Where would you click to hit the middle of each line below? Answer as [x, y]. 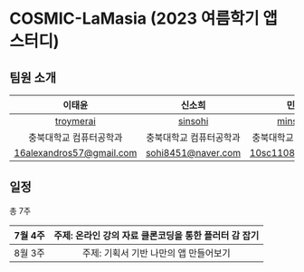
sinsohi [193, 121]
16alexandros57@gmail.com [76, 153]
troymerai [76, 121]
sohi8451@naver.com [194, 153]
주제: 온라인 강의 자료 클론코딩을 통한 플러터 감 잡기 [157, 235]
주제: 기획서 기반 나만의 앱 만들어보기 [157, 253]
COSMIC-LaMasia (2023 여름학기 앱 [143, 19]
